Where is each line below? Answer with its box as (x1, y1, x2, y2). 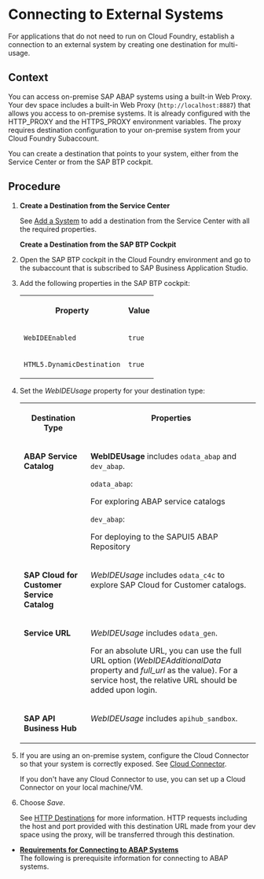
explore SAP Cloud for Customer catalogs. (90, 579, 247, 590)
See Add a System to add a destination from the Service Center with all (19, 216, 250, 225)
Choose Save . (19, 797, 65, 807)
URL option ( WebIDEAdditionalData (90, 654, 222, 665)
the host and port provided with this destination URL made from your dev (19, 821, 256, 830)
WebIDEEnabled (23, 333, 77, 342)
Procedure (8, 180, 61, 193)
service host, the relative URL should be (90, 674, 237, 685)
